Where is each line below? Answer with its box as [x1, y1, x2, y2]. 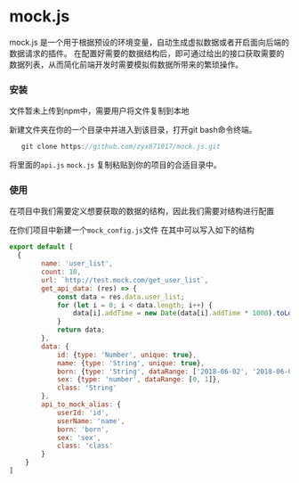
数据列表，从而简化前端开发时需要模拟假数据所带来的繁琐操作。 [9, 59, 243, 70]
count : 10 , [41, 267, 82, 277]
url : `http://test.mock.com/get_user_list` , [41, 275, 209, 284]
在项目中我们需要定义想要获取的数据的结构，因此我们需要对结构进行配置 [9, 206, 274, 217]
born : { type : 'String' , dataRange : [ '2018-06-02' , [56, 367, 249, 376]
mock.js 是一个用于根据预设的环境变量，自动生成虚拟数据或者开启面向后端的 [9, 37, 290, 47]
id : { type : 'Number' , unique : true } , [56, 350, 198, 359]
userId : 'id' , [56, 408, 109, 417]
